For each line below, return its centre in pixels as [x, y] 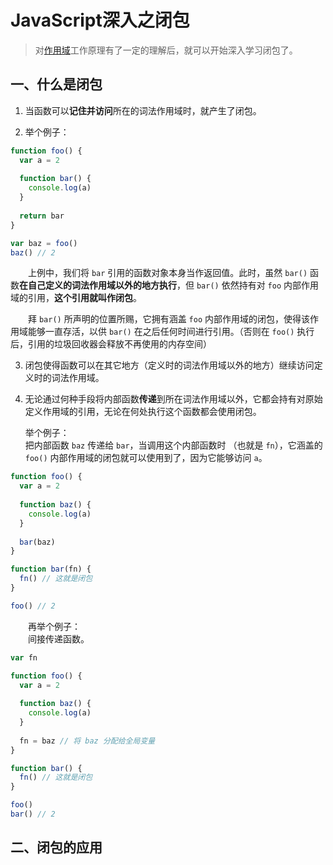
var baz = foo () [44, 243]
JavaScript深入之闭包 [100, 20]
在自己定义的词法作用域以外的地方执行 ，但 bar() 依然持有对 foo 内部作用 [169, 285]
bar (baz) [37, 542]
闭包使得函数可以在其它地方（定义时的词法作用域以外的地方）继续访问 [169, 365]
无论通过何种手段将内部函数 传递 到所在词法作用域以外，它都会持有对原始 [173, 399]
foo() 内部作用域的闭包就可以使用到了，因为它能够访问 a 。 [146, 458]
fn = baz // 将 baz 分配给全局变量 [87, 741]
